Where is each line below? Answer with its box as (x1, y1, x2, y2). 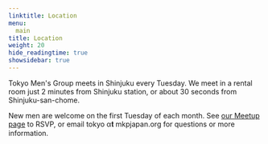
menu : (8, 19, 27, 27)
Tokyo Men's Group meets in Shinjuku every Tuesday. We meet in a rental (8, 78, 253, 88)
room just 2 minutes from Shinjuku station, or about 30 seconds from (8, 86, 237, 96)
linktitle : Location (8, 11, 78, 20)
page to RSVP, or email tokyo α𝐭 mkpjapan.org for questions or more (8, 119, 235, 129)
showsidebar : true (8, 57, 70, 65)
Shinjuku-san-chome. (8, 95, 80, 105)
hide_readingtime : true (8, 49, 89, 57)
